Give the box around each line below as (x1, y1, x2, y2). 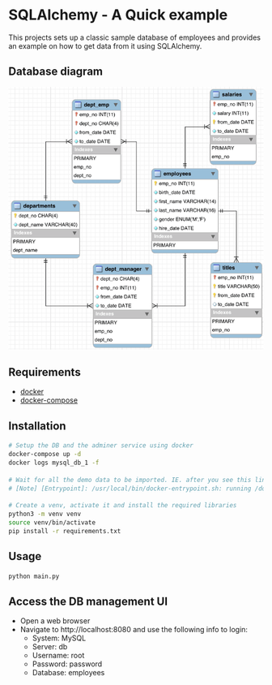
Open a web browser (19, 616, 91, 626)
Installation (8, 419, 66, 433)
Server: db (32, 642, 68, 652)
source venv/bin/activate (8, 519, 96, 527)
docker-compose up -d (8, 450, 82, 459)
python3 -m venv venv (8, 510, 82, 519)
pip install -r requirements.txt (8, 527, 121, 535)
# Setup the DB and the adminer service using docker (8, 442, 194, 450)
